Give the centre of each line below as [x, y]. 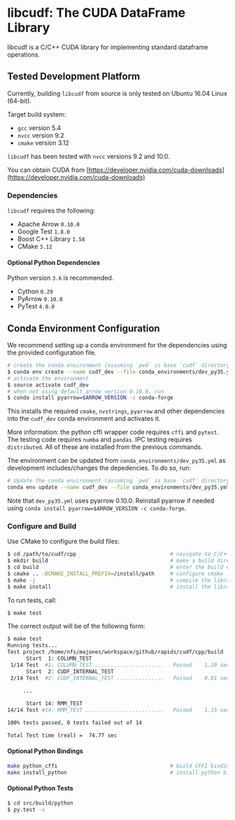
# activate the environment [48, 378]
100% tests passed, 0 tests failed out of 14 [74, 723]
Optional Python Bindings [45, 751]
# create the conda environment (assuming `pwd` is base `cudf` [103, 366]
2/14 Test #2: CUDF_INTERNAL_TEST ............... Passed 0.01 [114, 678]
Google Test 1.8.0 [43, 231]
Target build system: [37, 114]
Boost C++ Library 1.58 [51, 239]
